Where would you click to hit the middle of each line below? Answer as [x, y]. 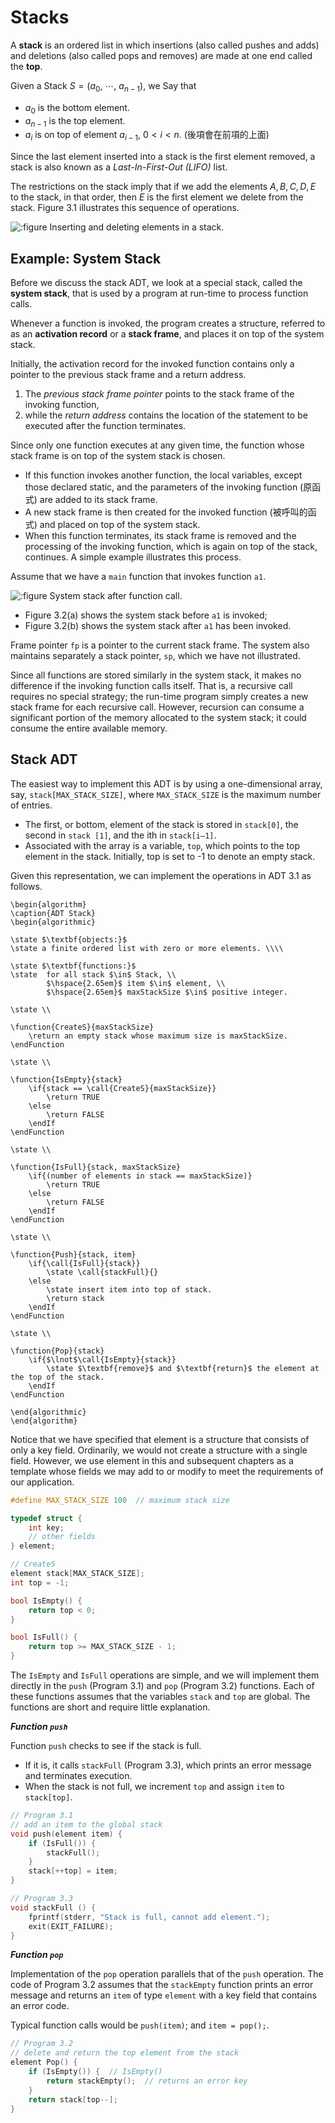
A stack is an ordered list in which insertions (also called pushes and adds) [165, 45]
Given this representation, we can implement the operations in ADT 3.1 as [161, 875]
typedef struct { [46, 1518]
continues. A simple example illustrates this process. [133, 557]
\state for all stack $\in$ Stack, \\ [93, 974]
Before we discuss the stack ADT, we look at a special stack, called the [156, 282]
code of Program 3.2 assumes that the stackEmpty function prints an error [162, 1985]
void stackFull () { [53, 1907]
